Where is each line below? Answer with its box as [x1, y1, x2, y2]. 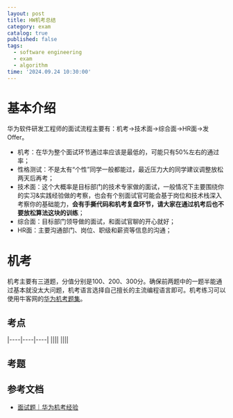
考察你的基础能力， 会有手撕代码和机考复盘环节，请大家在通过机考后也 [17, 200, 218, 208]
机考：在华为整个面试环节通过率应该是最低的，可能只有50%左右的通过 [17, 148, 220, 156]
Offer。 [7, 133, 28, 142]
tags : [7, 42, 23, 49]
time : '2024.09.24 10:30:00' [7, 68, 92, 75]
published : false [7, 36, 58, 43]
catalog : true [7, 29, 49, 37]
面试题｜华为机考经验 [17, 403, 78, 412]
